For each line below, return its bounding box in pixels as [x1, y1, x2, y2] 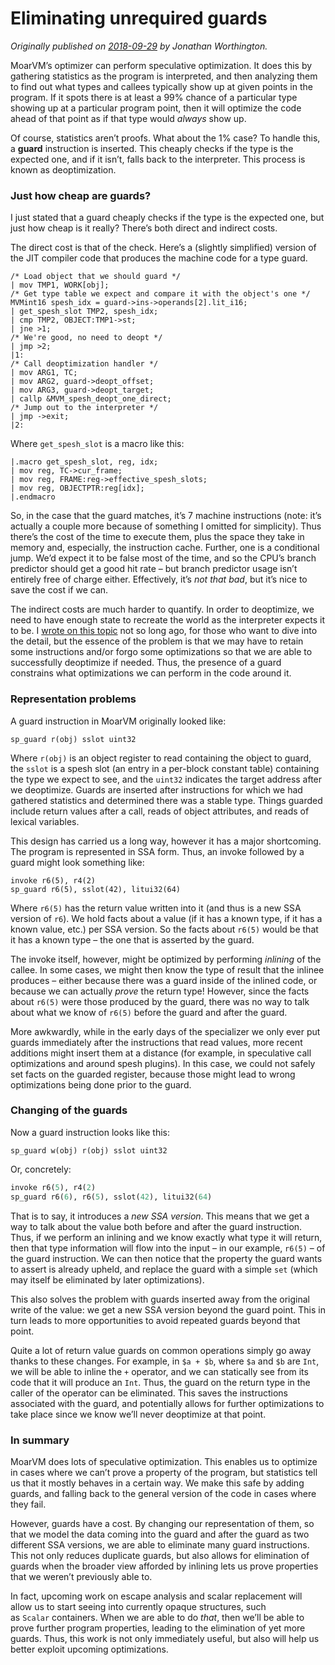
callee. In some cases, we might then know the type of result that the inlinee [10, 963, 325, 976]
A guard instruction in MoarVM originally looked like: [10, 715, 227, 727]
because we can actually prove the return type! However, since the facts [10, 985, 310, 997]
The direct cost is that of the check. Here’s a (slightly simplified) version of [10, 242, 317, 254]
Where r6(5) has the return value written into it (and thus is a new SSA [10, 902, 302, 914]
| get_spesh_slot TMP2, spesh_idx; [10, 307, 159, 317]
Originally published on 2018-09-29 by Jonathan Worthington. [10, 40, 268, 52]
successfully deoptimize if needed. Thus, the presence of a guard [10, 657, 282, 669]
